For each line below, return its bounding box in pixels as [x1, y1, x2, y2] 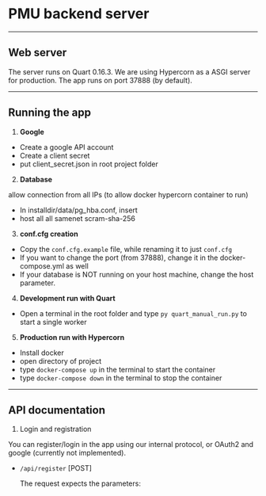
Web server [8, 46, 67, 59]
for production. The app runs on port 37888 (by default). [8, 75, 192, 85]
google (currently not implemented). [8, 448, 127, 458]
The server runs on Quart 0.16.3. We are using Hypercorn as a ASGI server [8, 67, 251, 76]
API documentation [8, 403, 105, 417]
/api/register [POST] [19, 464, 93, 473]
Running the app [8, 106, 91, 120]
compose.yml [19, 261, 65, 270]
